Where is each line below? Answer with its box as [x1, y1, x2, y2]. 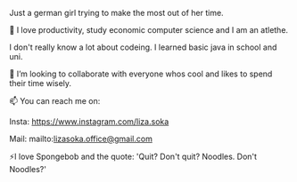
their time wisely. [9, 78, 72, 88]
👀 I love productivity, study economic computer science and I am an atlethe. [9, 25, 288, 35]
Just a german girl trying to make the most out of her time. [9, 8, 225, 18]
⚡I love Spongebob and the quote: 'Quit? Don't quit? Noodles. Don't [9, 151, 257, 162]
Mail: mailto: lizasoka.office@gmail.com [9, 133, 153, 144]
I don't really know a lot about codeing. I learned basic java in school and [9, 42, 277, 52]
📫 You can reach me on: [9, 96, 101, 106]
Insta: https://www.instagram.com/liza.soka [9, 116, 169, 127]
